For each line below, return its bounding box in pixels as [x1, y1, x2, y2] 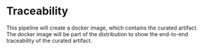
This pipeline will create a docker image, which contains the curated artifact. [6, 24, 198, 31]
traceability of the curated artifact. [6, 37, 93, 44]
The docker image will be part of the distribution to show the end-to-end [6, 30, 189, 37]
